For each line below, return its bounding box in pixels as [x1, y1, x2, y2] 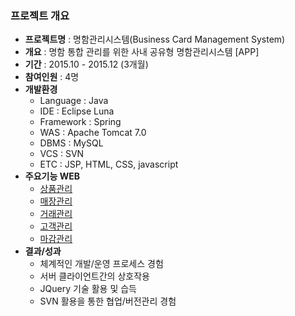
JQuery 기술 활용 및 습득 [39, 283, 137, 295]
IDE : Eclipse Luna [39, 105, 115, 117]
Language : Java [39, 95, 109, 107]
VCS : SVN [39, 148, 85, 160]
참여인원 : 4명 [24, 71, 80, 83]
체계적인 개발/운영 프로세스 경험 [39, 258, 164, 270]
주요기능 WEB [24, 170, 80, 182]
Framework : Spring [39, 116, 122, 128]
